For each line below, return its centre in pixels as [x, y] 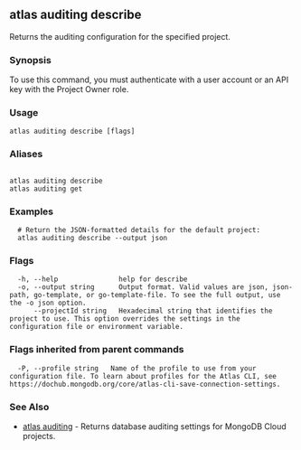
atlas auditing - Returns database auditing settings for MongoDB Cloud [154, 426]
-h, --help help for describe [103, 279]
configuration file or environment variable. [96, 327]
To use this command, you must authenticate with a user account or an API [149, 80]
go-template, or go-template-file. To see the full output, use [157, 295]
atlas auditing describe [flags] [72, 131]
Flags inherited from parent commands [97, 350]
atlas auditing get [46, 189]
